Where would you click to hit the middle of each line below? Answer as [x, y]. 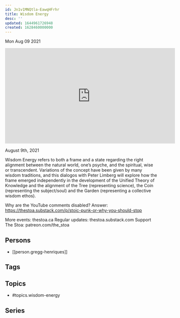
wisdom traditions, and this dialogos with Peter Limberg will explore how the [81, 175]
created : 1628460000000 [29, 28]
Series [15, 310]
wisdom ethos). [21, 196]
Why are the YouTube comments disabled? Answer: [57, 205]
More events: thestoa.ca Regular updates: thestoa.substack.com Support [78, 220]
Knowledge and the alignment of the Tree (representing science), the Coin [79, 186]
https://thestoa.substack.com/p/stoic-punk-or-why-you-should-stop [74, 210]
